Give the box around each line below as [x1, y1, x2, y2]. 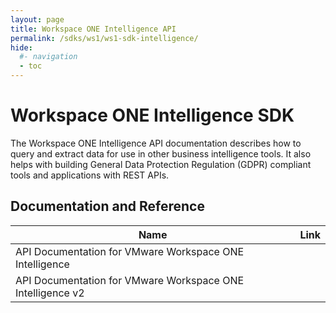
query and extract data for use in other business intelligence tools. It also [10, 147, 312, 160]
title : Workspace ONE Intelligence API [10, 24, 177, 34]
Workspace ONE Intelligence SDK [10, 104, 295, 127]
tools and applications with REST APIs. [10, 169, 170, 181]
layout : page [10, 14, 65, 25]
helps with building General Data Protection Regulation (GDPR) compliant [10, 158, 312, 170]
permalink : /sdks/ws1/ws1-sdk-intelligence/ [10, 33, 199, 43]
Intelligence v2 [15, 286, 85, 300]
